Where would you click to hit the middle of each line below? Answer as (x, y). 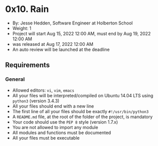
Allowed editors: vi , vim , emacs (43, 90)
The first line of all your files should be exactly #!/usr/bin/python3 (80, 111)
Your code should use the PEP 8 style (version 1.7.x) (65, 122)
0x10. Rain (27, 9)
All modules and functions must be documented (62, 133)
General (15, 79)
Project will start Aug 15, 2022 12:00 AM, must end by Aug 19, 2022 (81, 33)
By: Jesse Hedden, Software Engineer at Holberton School (73, 23)
